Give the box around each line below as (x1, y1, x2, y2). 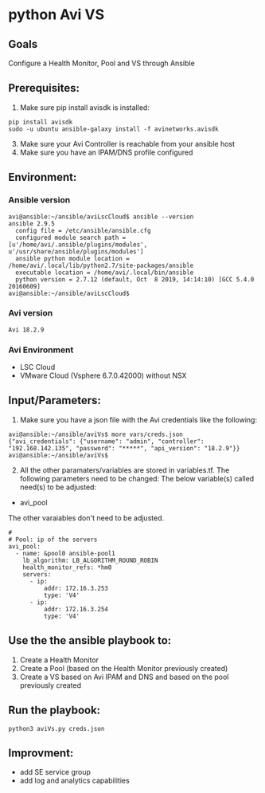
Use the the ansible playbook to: (8, 634, 172, 647)
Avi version (8, 308, 53, 319)
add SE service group (19, 767, 92, 777)
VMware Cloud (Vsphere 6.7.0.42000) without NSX (19, 371, 187, 380)
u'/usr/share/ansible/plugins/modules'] (8, 247, 145, 256)
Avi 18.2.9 (8, 325, 45, 334)
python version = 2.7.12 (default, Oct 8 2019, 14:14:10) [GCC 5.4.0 (15, 275, 255, 284)
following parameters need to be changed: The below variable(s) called (19, 473, 255, 483)
